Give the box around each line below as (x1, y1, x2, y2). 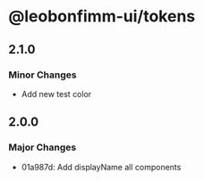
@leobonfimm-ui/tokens (8, 6, 196, 27)
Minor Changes (8, 69, 77, 81)
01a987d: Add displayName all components (21, 161, 182, 172)
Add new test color (21, 88, 92, 99)
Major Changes (8, 141, 77, 153)
